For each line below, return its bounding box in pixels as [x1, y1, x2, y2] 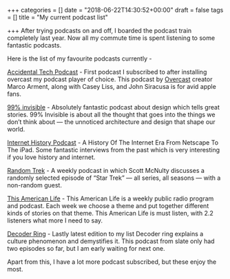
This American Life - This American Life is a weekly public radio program [7, 194, 214, 203]
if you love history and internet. [7, 153, 96, 161]
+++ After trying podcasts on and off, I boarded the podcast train [7, 27, 192, 34]
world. [7, 125, 25, 133]
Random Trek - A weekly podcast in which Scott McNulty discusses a [7, 167, 205, 174]
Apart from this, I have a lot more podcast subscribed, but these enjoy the [7, 258, 217, 266]
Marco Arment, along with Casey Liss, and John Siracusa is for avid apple [7, 83, 217, 90]
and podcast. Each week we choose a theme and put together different [7, 202, 209, 209]
